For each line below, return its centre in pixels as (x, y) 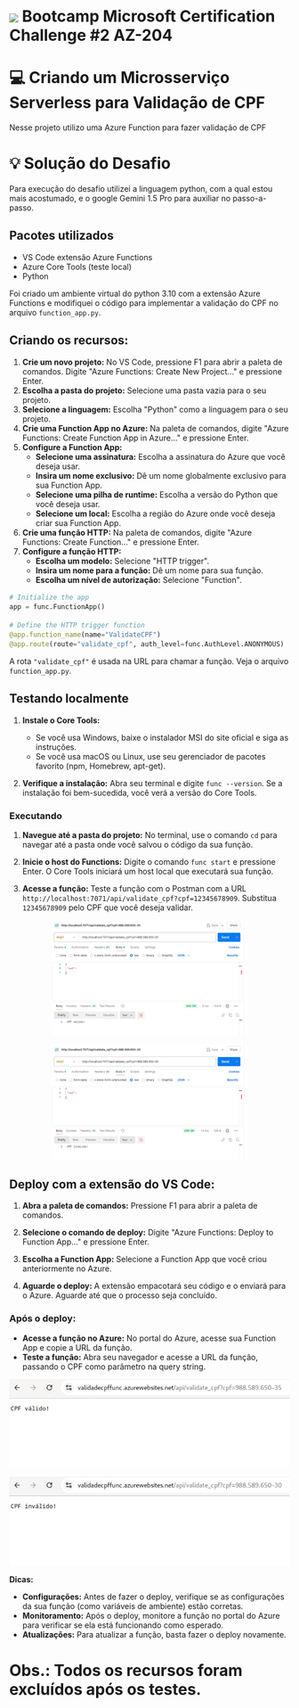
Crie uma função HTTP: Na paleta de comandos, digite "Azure (137, 532)
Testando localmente (69, 698)
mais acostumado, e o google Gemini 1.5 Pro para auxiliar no (120, 199)
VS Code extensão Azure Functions (87, 257)
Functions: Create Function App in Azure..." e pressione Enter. (135, 438)
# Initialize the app (49, 597)
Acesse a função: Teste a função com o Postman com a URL (134, 889)
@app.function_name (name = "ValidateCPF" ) (85, 635)
